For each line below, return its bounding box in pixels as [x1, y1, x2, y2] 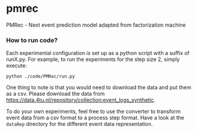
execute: [6, 62, 28, 69]
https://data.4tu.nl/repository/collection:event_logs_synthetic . [6, 96, 156, 103]
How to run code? [6, 36, 58, 44]
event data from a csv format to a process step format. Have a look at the [6, 114, 185, 121]
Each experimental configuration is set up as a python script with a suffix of [6, 50, 190, 57]
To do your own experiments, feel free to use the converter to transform [6, 108, 181, 115]
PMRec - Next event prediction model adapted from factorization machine [6, 21, 186, 28]
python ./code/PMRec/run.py [6, 73, 75, 80]
